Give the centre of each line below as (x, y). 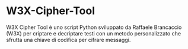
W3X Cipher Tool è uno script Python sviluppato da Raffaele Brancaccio (94, 27)
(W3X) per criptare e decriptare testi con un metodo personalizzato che (94, 33)
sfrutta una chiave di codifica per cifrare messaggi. (68, 40)
